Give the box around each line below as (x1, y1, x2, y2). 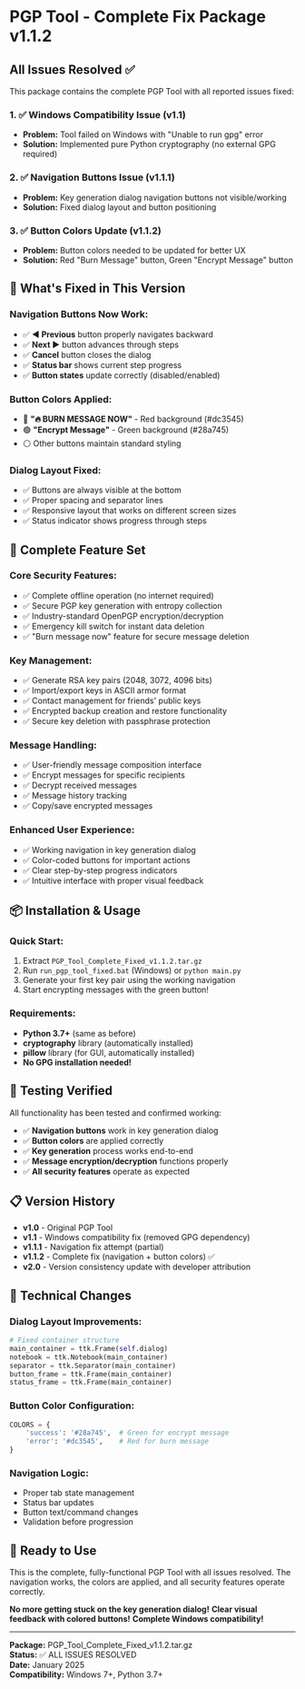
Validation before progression (22, 1516, 134, 1527)
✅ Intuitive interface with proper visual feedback (22, 875, 204, 886)
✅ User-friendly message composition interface (22, 760, 202, 770)
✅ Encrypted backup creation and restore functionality (22, 706, 228, 717)
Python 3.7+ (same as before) (22, 1028, 136, 1038)
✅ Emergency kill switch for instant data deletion (22, 621, 205, 631)
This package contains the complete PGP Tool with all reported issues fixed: (9, 86, 295, 96)
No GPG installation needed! (22, 1057, 132, 1068)
